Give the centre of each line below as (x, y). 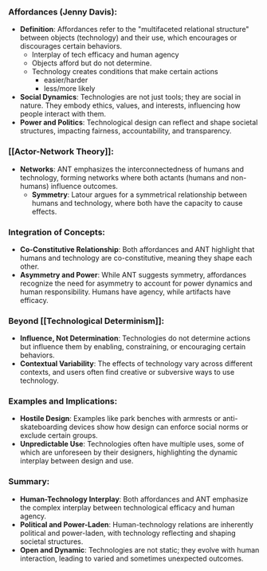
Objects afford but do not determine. (92, 63)
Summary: (29, 482)
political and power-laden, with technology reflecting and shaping (128, 533)
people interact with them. (63, 114)
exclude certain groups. (59, 435)
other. (29, 266)
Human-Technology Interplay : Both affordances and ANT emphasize (134, 499)
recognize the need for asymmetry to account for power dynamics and (136, 283)
